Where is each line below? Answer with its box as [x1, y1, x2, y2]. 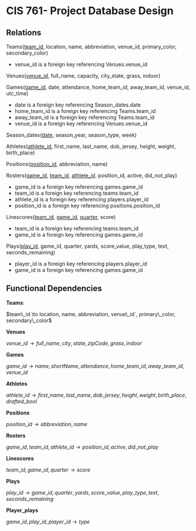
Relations [6, 28, 42, 38]
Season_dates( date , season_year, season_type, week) [6, 131, 137, 138]
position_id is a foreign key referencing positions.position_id [14, 202, 160, 209]
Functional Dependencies [6, 284, 102, 294]
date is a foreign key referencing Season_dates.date [14, 101, 141, 108]
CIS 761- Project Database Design [6, 4, 174, 18]
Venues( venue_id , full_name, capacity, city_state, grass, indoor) [6, 72, 161, 79]
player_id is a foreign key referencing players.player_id [14, 260, 147, 267]
